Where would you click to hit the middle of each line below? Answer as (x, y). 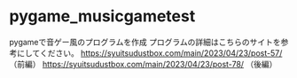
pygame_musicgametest (102, 16)
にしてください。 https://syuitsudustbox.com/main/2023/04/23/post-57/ (149, 53)
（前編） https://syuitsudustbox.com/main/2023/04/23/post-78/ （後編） (143, 64)
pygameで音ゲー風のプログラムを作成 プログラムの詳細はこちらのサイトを (145, 42)
